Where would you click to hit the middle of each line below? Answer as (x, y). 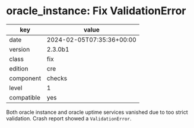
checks (57, 78)
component (25, 78)
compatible (25, 97)
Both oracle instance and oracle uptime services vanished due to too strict (97, 112)
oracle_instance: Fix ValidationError (96, 11)
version (20, 49)
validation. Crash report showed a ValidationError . (69, 118)
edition (19, 68)
